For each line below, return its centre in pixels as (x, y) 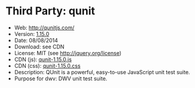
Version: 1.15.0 (32, 34)
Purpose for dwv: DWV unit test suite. (61, 78)
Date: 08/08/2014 (36, 40)
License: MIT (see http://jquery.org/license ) (68, 53)
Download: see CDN (39, 47)
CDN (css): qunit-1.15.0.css (47, 66)
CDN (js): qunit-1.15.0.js (43, 59)
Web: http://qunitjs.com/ (44, 28)
